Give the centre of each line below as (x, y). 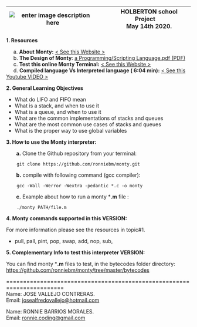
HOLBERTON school (149, 11)
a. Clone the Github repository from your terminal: (76, 153)
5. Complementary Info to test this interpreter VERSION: (76, 252)
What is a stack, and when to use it (57, 106)
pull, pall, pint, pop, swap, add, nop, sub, (64, 241)
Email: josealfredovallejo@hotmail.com (53, 300)
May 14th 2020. (149, 26)
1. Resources (22, 40)
